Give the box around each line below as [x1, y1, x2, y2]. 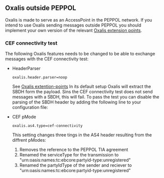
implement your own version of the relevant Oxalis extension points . [5, 27, 142, 33]
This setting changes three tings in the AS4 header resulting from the [12, 132, 152, 138]
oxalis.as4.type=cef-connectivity [12, 124, 83, 128]
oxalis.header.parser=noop [12, 75, 68, 80]
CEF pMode [12, 114, 36, 120]
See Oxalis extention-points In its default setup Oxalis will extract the [12, 83, 151, 90]
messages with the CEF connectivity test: [5, 56, 89, 62]
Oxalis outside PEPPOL [5, 4, 76, 12]
